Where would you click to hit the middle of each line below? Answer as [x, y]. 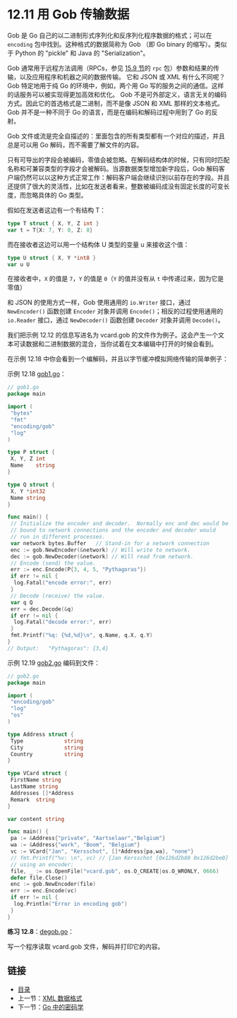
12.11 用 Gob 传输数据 [68, 14]
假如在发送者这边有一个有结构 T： [56, 210]
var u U [19, 264]
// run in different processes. [58, 537]
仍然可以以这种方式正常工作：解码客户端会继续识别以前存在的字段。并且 [124, 177]
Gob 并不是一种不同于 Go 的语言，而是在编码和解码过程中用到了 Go [105, 112]
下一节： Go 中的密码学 [50, 1007]
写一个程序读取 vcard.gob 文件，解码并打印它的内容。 [86, 946]
